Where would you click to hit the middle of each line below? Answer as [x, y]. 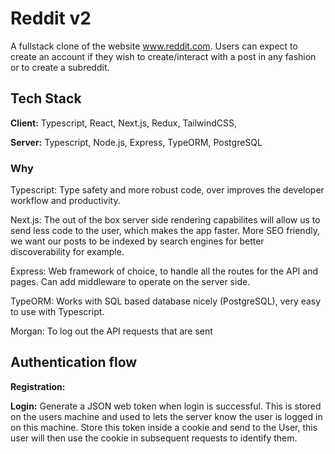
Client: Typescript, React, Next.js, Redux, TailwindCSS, [124, 123]
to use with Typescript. [57, 312]
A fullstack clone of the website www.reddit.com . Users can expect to [154, 46]
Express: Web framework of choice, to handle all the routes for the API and [164, 271]
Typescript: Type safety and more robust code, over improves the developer [167, 190]
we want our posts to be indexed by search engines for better [137, 241]
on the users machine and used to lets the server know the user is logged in [166, 416]
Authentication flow [74, 362]
